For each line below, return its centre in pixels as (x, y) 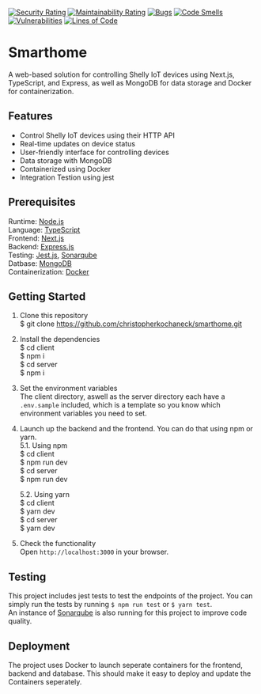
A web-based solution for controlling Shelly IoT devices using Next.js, (121, 74)
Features (30, 116)
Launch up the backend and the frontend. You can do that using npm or (136, 429)
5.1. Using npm (43, 446)
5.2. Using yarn (44, 495)
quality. (20, 621)
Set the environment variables (68, 389)
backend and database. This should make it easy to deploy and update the (130, 673)
